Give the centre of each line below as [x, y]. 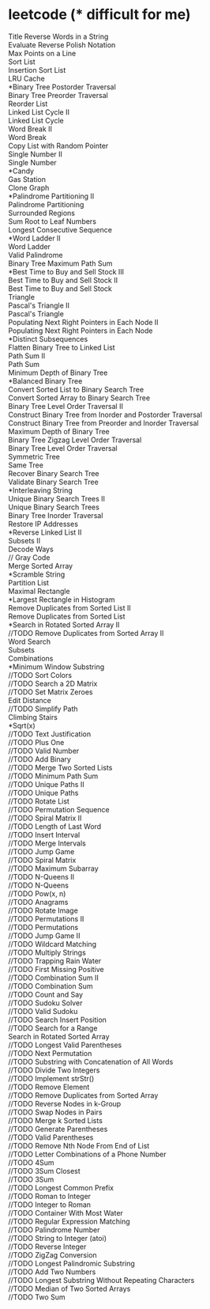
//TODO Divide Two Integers [54, 1070]
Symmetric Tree [34, 456]
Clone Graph [29, 187]
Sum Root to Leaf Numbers [52, 221]
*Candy [21, 171]
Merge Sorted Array [41, 566]
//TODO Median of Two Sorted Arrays [69, 1288]
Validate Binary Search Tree [53, 482]
